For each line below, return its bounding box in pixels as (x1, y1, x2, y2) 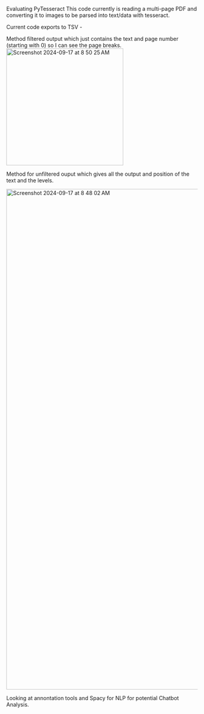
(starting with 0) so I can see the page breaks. (6, 42, 122, 49)
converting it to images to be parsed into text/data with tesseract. (6, 12, 170, 19)
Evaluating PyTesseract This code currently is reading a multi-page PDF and (6, 5, 197, 12)
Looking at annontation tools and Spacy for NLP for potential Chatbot (6, 695, 179, 701)
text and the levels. (6, 177, 54, 184)
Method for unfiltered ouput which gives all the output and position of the (6, 170, 190, 177)
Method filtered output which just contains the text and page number (6, 35, 179, 42)
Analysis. (6, 701, 29, 708)
